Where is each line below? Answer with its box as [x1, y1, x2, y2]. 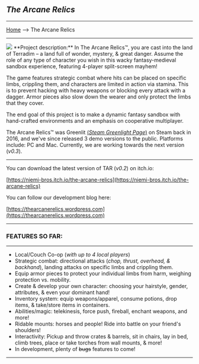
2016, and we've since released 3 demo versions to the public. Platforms [6, 135, 184, 142]
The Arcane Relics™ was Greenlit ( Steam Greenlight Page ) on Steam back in [6, 129, 191, 136]
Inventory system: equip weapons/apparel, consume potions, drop [14, 295, 178, 302]
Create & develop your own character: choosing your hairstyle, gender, [14, 283, 188, 290]
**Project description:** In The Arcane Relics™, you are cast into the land [13, 44, 193, 51]
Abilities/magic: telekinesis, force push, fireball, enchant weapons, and [14, 308, 188, 315]
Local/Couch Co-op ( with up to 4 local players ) [14, 251, 130, 258]
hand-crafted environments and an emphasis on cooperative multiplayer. [6, 117, 184, 124]
